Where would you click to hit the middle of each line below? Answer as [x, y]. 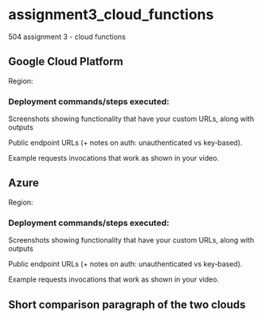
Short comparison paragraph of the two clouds [127, 304]
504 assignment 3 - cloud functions [67, 37]
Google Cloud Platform [66, 62]
